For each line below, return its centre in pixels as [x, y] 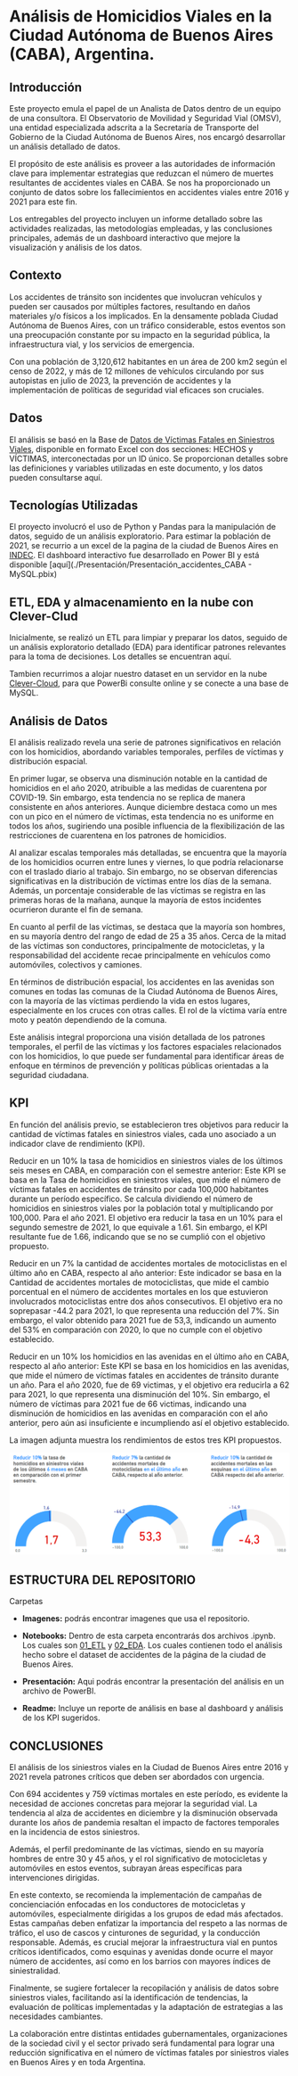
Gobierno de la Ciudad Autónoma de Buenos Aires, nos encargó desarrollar [148, 137]
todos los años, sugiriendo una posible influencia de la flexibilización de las [147, 826]
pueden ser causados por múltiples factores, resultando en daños [130, 306]
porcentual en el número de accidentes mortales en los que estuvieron [139, 1291]
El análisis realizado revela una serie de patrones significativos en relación [145, 743]
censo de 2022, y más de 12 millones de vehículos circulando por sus [137, 371]
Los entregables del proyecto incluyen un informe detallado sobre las [136, 219]
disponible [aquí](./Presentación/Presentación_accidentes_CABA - [130, 564]
